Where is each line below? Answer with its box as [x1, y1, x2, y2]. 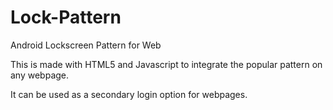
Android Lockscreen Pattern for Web [10, 39, 162, 51]
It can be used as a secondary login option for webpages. [10, 88, 248, 100]
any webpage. [10, 69, 70, 81]
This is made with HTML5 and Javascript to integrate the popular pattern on [10, 58, 323, 70]
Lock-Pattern [10, 6, 122, 29]
